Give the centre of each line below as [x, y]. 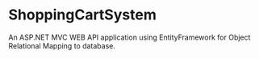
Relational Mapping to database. [62, 45]
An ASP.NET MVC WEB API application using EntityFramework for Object [129, 37]
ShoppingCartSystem [83, 15]
